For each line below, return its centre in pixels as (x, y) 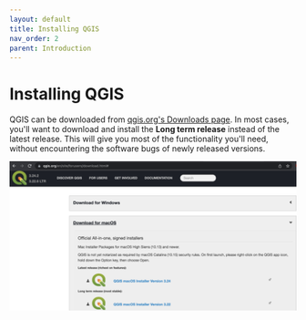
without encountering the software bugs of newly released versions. (138, 149)
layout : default (40, 19)
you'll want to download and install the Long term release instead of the (145, 129)
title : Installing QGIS (55, 29)
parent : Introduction (51, 48)
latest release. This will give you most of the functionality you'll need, (139, 139)
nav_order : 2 (34, 38)
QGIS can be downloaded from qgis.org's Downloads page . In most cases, (149, 119)
